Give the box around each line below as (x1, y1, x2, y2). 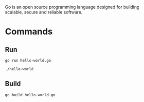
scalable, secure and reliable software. (5, 9, 83, 15)
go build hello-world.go (5, 92, 55, 97)
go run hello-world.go (5, 58, 51, 63)
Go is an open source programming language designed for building (5, 4, 140, 10)
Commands (5, 26, 53, 37)
